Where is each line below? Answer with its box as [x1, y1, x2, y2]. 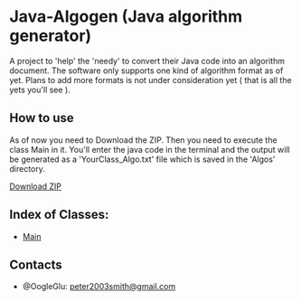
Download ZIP [9, 181, 61, 192]
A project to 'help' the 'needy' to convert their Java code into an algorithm [9, 55, 285, 66]
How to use [9, 110, 74, 126]
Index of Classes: [9, 207, 109, 222]
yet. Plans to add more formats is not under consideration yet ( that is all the [9, 74, 292, 85]
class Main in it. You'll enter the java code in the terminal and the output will [9, 144, 291, 155]
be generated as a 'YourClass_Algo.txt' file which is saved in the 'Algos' [9, 154, 276, 165]
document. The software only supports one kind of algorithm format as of [9, 65, 284, 76]
